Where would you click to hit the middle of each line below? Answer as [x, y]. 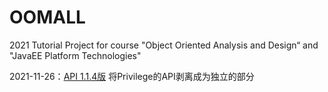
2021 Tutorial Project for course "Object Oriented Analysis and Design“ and [164, 45]
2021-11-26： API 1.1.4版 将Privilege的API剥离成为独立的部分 [132, 76]
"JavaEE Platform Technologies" [75, 55]
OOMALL [47, 17]
